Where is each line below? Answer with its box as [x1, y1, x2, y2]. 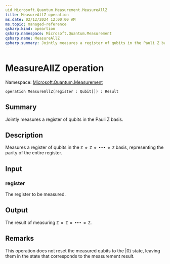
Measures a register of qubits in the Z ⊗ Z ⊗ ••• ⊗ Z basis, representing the [5, 144, 164, 150]
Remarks [5, 234, 34, 243]
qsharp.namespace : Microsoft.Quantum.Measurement [5, 31, 112, 36]
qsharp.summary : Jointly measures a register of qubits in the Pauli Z [5, 41, 159, 46]
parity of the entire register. [5, 150, 62, 156]
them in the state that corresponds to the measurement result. [5, 253, 135, 259]
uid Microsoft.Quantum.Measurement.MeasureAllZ [5, 7, 108, 13]
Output [5, 206, 28, 215]
